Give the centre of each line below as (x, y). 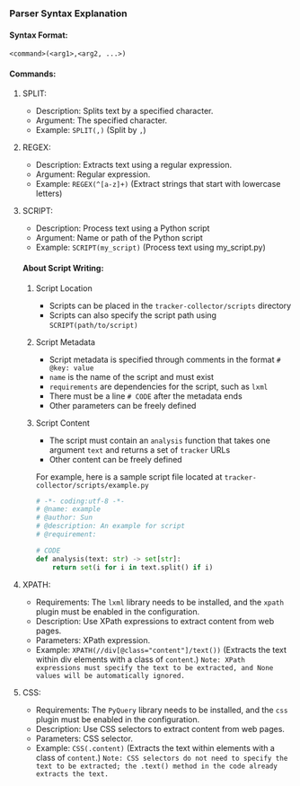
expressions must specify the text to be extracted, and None (154, 667)
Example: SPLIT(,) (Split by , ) (91, 130)
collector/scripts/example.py (93, 485)
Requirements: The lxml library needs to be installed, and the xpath (160, 602)
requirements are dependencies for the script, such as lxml (159, 386)
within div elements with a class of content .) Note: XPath (140, 659)
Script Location (64, 288)
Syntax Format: (39, 35)
